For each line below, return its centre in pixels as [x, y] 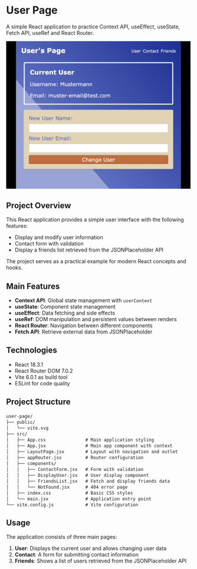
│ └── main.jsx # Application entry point [79, 499]
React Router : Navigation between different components [83, 325]
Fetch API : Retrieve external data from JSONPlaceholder [83, 332]
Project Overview [39, 205]
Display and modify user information [59, 237]
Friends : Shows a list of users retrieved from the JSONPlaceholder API [101, 561]
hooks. [14, 268]
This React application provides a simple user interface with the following [95, 220]
